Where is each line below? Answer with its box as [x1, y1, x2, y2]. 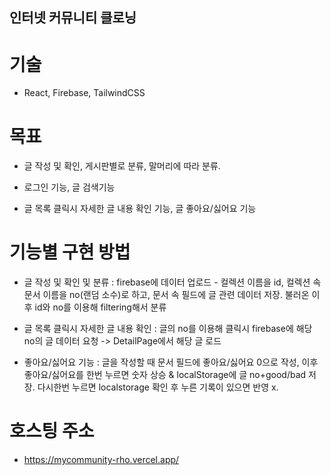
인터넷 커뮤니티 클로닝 [9, 9, 137, 27]
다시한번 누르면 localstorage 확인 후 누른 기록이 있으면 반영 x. [37, 381, 279, 393]
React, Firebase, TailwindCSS [23, 87, 146, 99]
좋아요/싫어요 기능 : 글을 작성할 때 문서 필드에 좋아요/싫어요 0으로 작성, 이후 [23, 356, 319, 368]
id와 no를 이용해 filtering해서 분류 [34, 301, 167, 313]
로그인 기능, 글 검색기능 [23, 181, 116, 193]
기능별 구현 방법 [9, 241, 131, 264]
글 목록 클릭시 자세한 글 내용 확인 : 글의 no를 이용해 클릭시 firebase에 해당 [23, 323, 313, 335]
